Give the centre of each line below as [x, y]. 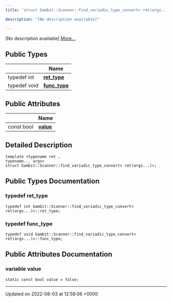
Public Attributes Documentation [59, 254]
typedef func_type [29, 224]
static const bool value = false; [42, 280]
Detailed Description [39, 145]
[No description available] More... [40, 38]
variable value [23, 269]
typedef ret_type [27, 196]
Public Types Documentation [52, 181]
